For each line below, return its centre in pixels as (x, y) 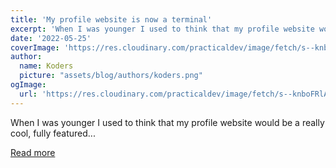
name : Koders (46, 66)
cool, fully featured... (53, 133)
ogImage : (28, 85)
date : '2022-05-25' (51, 38)
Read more (33, 152)
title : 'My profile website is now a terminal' (111, 19)
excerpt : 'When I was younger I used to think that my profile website (162, 29)
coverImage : (35, 47)
